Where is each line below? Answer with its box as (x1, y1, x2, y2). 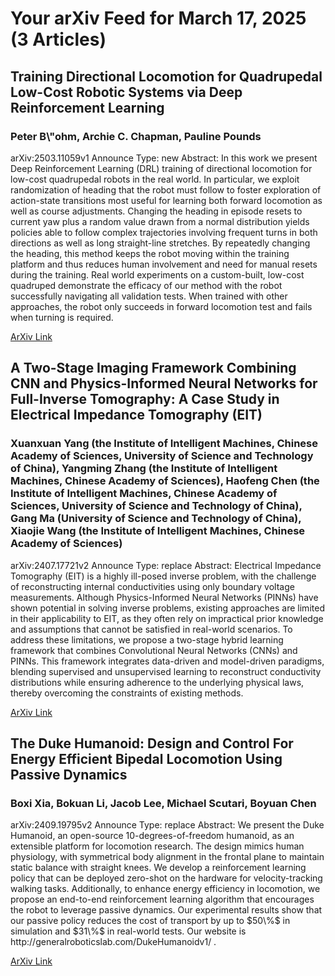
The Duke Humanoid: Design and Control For (10, 735, 294, 752)
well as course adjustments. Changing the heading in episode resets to (10, 205, 303, 217)
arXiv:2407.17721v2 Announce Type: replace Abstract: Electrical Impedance (10, 559, 322, 571)
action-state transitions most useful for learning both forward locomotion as (10, 194, 323, 206)
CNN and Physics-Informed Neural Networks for (10, 375, 318, 392)
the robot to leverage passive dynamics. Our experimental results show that (10, 904, 323, 916)
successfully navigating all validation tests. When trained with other (10, 290, 288, 302)
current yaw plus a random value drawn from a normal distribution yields (10, 215, 310, 227)
